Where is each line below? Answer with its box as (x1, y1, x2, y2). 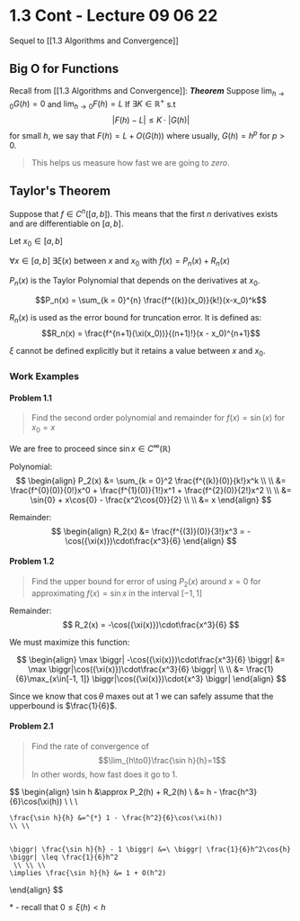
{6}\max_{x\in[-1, (14, 673, 79, 684)
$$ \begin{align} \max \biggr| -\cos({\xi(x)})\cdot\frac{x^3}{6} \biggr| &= (16, 654, 286, 664)
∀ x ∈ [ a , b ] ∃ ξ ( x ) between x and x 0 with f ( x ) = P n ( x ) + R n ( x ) (9, 255, 231, 268)
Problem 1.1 (9, 393, 52, 403)
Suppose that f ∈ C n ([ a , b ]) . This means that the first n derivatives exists (9, 207, 278, 220)
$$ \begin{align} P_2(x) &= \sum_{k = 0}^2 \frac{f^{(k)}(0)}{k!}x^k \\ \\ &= (15, 474, 287, 486)
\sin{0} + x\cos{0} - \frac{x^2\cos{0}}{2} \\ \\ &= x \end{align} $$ (30, 494, 272, 505)
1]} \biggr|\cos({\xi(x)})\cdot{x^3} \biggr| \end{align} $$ (80, 673, 287, 684)
